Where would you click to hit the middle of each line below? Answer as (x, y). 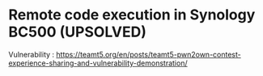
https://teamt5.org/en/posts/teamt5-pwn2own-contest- (148, 54)
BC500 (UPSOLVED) (78, 32)
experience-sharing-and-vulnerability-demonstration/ (98, 63)
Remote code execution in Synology (132, 15)
